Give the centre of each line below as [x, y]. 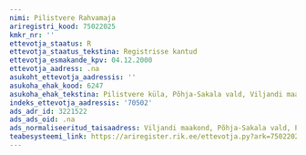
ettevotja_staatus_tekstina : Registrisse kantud [103, 52]
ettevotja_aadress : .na [55, 69]
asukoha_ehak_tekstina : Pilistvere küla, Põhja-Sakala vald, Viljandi [146, 94]
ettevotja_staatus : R [51, 43]
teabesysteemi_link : [49, 137]
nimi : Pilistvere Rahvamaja [63, 18]
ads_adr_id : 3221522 [49, 111]
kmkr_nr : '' [32, 35]
